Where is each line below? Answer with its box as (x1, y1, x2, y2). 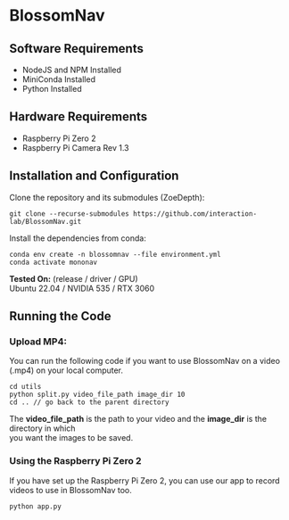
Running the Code (9, 309, 111, 324)
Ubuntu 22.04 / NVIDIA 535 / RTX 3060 (9, 283, 155, 293)
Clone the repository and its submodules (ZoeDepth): (9, 192, 205, 202)
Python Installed (21, 84, 82, 94)
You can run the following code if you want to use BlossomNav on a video (9, 356, 281, 367)
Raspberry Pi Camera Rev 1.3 (21, 142, 129, 153)
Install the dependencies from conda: (9, 233, 147, 243)
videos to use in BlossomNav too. (9, 484, 132, 495)
